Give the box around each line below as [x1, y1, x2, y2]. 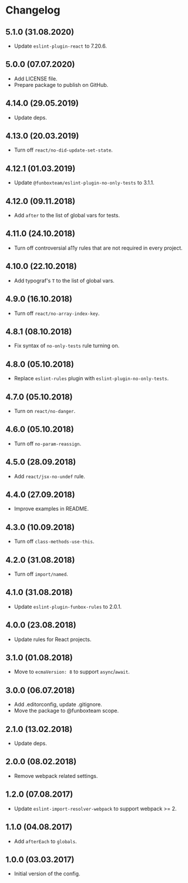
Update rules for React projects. [14, 636, 92, 643]
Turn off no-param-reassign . [14, 440, 82, 447]
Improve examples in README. [14, 505, 89, 512]
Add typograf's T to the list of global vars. [14, 277, 115, 284]
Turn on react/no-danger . [14, 407, 76, 414]
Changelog [5, 4, 61, 17]
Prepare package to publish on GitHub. [14, 81, 109, 88]
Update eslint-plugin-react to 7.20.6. [14, 42, 107, 49]
